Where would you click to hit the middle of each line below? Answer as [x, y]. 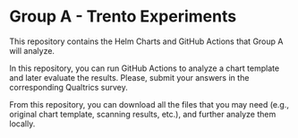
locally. [22, 124]
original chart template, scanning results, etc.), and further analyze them [143, 114]
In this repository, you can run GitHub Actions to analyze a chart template [145, 68]
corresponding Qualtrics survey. [68, 87]
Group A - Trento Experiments [123, 17]
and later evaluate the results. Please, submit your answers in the [129, 77]
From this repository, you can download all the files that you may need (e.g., [149, 104]
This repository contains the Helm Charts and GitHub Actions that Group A [146, 41]
